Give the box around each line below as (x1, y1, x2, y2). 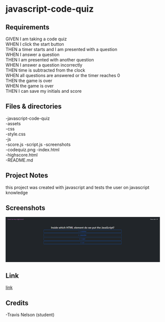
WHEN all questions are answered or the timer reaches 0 (5, 73, 120, 78)
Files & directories (5, 102, 62, 111)
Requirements (5, 23, 49, 31)
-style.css (5, 131, 26, 137)
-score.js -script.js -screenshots (5, 141, 71, 147)
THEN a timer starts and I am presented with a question (5, 47, 118, 52)
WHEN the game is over (5, 83, 54, 89)
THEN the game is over (5, 78, 52, 83)
